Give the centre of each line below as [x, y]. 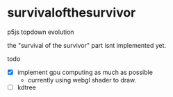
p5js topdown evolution [41, 32]
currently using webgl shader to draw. [82, 80]
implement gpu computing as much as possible [85, 72]
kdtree [26, 87]
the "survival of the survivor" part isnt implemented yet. [87, 45]
